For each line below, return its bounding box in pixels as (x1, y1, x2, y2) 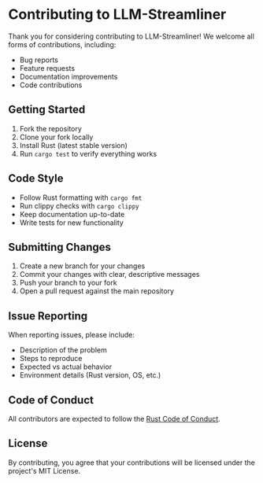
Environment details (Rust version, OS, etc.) (19, 371, 161, 380)
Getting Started (8, 103, 86, 116)
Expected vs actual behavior (19, 362, 113, 371)
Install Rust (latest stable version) (19, 140, 128, 150)
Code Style (8, 171, 64, 186)
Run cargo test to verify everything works (19, 149, 157, 158)
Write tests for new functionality (19, 218, 124, 227)
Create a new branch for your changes (19, 261, 146, 271)
